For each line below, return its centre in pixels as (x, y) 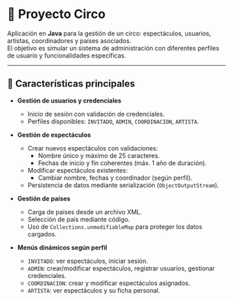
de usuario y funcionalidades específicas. (67, 55)
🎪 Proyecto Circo (57, 14)
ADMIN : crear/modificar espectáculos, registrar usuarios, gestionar (121, 268)
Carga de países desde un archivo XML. (85, 212)
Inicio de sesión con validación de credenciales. (96, 114)
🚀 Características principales (71, 84)
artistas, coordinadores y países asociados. (69, 40)
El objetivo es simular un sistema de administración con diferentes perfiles (113, 48)
